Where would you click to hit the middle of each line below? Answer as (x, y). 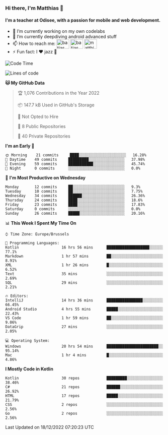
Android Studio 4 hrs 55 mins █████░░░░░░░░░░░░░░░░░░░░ (84, 309)
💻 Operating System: (28, 341)
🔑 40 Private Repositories (44, 136)
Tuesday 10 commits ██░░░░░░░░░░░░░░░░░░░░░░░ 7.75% (74, 192)
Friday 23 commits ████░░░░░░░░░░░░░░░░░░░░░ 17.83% (75, 205)
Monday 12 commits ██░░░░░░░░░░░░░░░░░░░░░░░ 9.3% (73, 187)
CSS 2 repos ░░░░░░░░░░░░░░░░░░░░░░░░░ (84, 405)
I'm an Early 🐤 (20, 146)
